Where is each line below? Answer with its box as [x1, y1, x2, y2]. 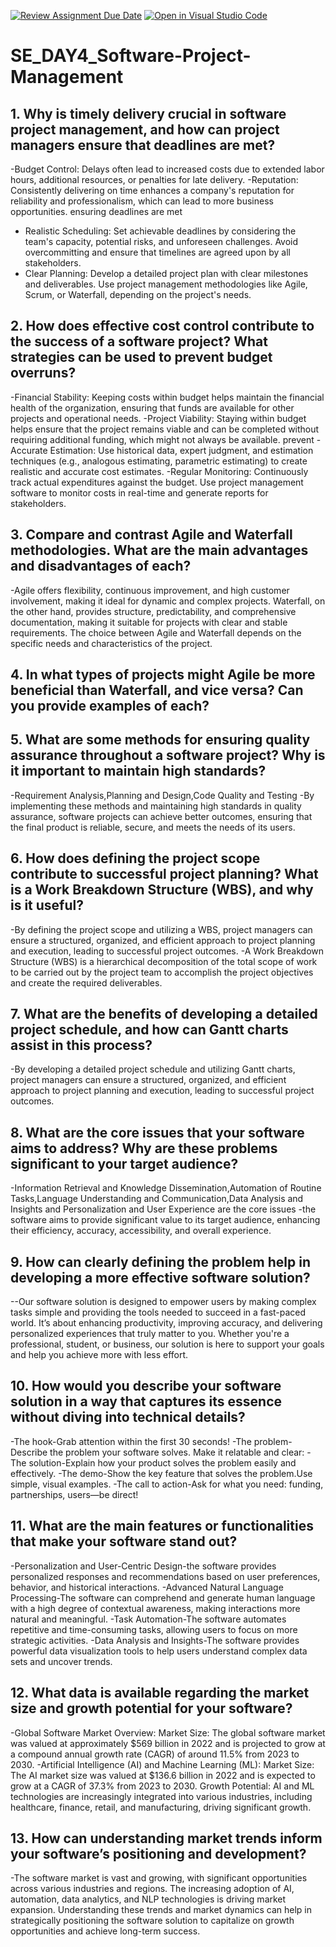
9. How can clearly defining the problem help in [10, 1253, 311, 1270]
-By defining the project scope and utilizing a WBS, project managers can [10, 923, 313, 935]
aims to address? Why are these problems [10, 1140, 278, 1157]
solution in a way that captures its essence [10, 1393, 283, 1410]
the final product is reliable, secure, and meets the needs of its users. [10, 821, 296, 833]
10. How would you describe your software [10, 1378, 282, 1395]
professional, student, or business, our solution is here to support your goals [10, 1338, 325, 1350]
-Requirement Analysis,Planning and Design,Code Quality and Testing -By [10, 789, 315, 801]
